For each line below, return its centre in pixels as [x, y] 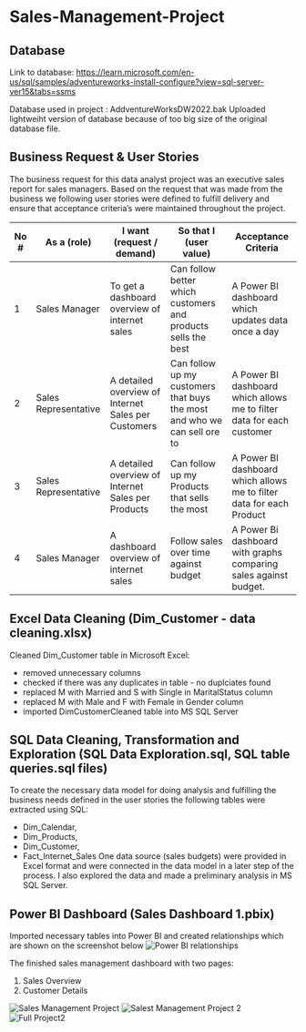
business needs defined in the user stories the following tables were [138, 800]
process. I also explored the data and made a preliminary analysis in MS [158, 875]
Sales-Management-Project [117, 17]
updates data [260, 320]
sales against [260, 575]
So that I [197, 230]
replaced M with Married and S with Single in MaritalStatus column [148, 692]
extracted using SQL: [49, 810]
